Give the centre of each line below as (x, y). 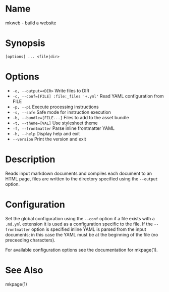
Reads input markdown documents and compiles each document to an (79, 173)
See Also (24, 270)
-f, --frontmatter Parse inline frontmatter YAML (64, 128)
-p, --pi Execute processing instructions (56, 107)
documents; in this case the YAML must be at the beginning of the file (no (82, 234)
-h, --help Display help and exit (46, 133)
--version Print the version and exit (49, 139)
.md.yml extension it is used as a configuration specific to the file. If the (79, 224)
